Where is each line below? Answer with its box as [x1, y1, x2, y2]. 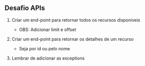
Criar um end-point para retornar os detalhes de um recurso [11, 36, 134, 42]
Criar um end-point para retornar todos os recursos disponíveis [11, 17, 141, 23]
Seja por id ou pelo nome [19, 45, 70, 51]
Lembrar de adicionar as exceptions [11, 55, 85, 61]
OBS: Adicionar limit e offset [19, 27, 77, 33]
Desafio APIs [4, 4, 45, 12]
